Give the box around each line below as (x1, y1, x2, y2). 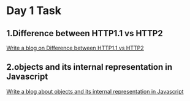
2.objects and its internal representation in (6, 62, 173, 72)
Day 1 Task (6, 4, 62, 18)
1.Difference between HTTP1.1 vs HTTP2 (6, 28, 164, 39)
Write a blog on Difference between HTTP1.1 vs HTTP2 (6, 44, 144, 51)
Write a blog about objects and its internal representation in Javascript (6, 88, 184, 95)
